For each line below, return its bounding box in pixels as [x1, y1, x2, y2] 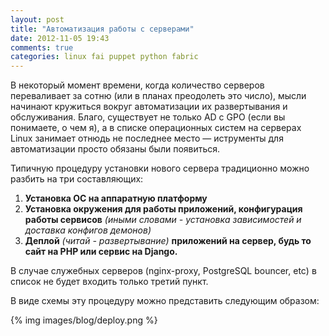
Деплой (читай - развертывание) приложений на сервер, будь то [24, 235, 312, 247]
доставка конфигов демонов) [24, 224, 152, 236]
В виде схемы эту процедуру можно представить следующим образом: [10, 295, 320, 307]
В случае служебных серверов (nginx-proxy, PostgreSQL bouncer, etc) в [10, 265, 317, 277]
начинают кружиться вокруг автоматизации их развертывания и [10, 101, 288, 113]
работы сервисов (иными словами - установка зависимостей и [24, 214, 302, 226]
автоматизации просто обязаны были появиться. [10, 143, 221, 155]
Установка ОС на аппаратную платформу [24, 192, 208, 205]
